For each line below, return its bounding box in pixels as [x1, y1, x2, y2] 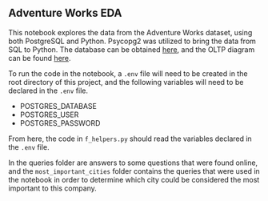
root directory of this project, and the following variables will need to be [8, 77, 244, 86]
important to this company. [8, 183, 98, 193]
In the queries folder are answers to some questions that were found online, [8, 158, 258, 167]
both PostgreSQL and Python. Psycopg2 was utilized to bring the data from [8, 36, 256, 46]
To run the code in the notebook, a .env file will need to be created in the [8, 68, 248, 78]
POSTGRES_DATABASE [19, 101, 98, 111]
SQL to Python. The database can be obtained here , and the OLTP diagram [8, 44, 255, 54]
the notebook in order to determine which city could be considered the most [8, 175, 260, 184]
